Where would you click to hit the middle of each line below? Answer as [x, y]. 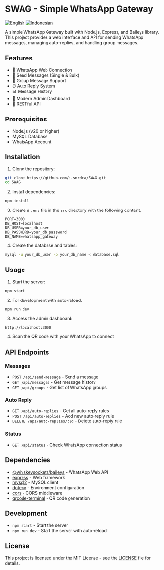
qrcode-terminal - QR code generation [51, 498]
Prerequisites [26, 119]
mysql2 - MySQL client [35, 482]
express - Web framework [38, 477]
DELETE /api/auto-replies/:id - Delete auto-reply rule [67, 421]
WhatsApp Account [32, 142]
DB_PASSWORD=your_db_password [36, 232]
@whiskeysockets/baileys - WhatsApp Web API [60, 472]
